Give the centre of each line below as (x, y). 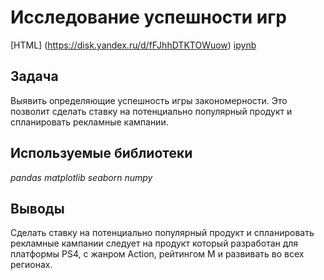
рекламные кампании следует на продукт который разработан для (154, 243)
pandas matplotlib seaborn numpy (81, 177)
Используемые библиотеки (101, 153)
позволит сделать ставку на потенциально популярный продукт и (151, 111)
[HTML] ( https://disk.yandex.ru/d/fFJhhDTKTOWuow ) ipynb (133, 45)
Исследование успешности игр (148, 17)
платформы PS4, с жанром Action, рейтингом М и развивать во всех (157, 254)
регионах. (31, 265)
